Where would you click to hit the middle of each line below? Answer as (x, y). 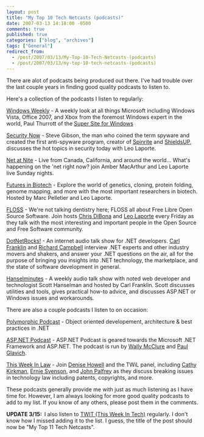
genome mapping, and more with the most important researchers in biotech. (102, 191)
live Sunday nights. (30, 173)
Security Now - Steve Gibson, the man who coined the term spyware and (98, 135)
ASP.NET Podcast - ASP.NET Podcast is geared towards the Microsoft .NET (101, 339)
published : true (27, 35)
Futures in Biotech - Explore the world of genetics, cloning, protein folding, (100, 185)
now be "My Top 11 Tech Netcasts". (51, 427)
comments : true (26, 29)
